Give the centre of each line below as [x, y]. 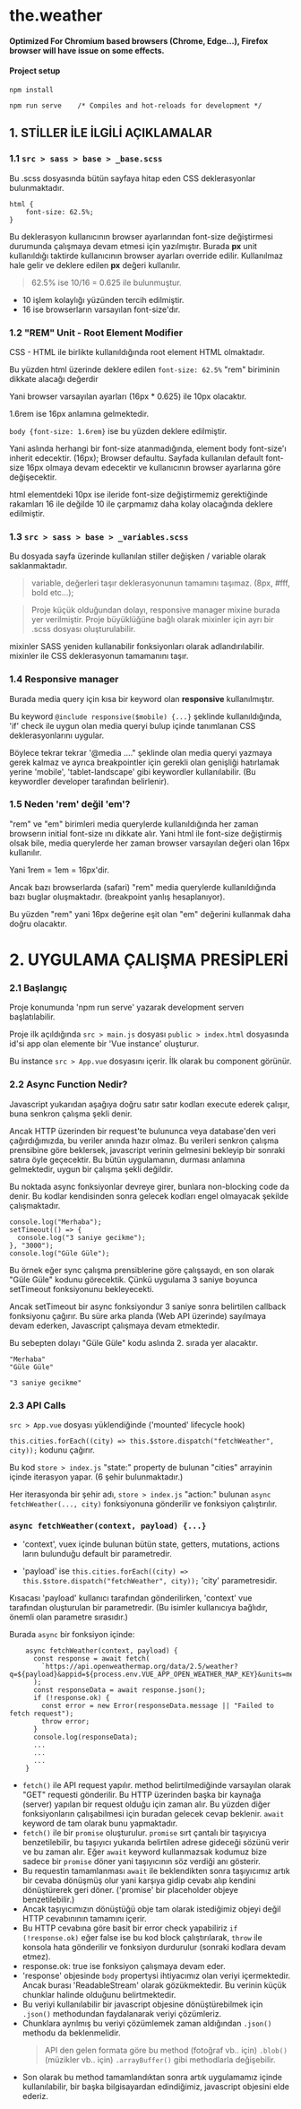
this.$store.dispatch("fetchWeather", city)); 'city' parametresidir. [150, 1581]
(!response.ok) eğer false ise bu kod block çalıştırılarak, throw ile [142, 1938]
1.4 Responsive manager [64, 680]
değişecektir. [33, 477]
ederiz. [35, 2096]
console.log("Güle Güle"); [60, 1253]
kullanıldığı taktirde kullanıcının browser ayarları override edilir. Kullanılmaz [146, 256]
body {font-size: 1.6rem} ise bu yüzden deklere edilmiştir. [118, 430]
